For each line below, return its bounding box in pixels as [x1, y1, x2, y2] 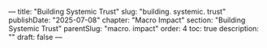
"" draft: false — [8, 32, 62, 42]
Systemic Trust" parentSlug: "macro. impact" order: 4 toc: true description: [8, 24, 260, 33]
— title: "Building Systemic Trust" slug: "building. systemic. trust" [8, 7, 226, 16]
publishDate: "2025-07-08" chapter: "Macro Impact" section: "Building [8, 15, 246, 25]
